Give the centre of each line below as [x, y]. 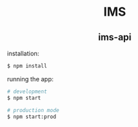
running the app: [30, 79]
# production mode [33, 110]
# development [27, 91]
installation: [23, 53]
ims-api [115, 37]
